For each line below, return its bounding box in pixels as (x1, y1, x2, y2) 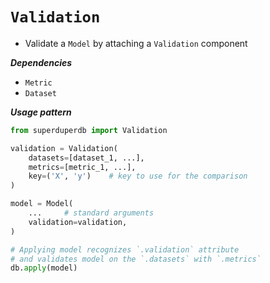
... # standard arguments (28, 208, 155, 218)
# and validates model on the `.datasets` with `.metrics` (10, 254, 262, 264)
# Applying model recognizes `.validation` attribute (10, 244, 240, 255)
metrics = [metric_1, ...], (28, 162, 137, 172)
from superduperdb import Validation (10, 125, 168, 135)
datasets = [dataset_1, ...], (28, 153, 145, 163)
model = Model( (10, 199, 74, 209)
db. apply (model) (10, 263, 78, 273)
